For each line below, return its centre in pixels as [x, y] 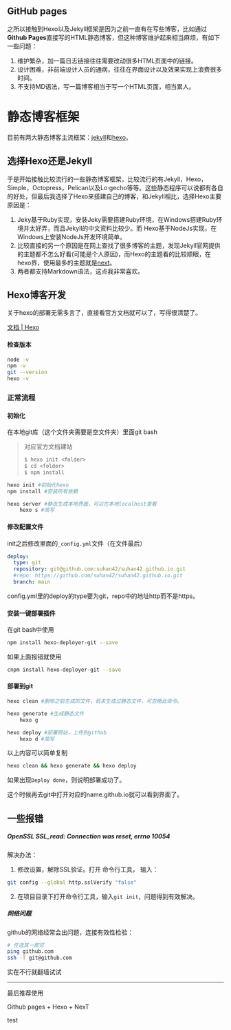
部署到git [20, 686]
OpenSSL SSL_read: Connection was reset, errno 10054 [89, 836]
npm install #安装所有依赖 [43, 491]
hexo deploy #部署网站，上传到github [57, 732]
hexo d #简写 [37, 739]
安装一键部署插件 [31, 613]
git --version [27, 372]
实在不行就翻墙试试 [34, 972]
